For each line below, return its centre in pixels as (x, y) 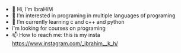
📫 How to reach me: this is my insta (56, 35)
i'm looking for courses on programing (58, 28)
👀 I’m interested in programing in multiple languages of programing (93, 15)
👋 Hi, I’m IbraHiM (32, 9)
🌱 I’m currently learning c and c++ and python (68, 22)
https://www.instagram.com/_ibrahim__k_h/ (65, 43)
